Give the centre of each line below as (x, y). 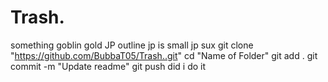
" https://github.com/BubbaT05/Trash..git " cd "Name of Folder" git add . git (164, 55)
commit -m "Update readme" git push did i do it (108, 66)
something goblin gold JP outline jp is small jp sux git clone (132, 45)
